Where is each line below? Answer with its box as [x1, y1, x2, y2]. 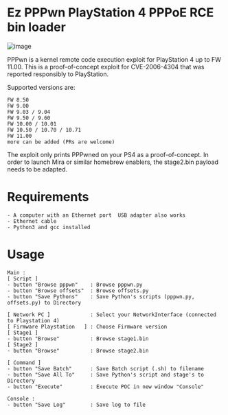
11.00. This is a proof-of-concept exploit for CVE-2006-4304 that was [7, 62, 205, 71]
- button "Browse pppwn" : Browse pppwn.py [7, 281, 143, 288]
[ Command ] [7, 359, 41, 366]
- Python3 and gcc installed [7, 224, 91, 230]
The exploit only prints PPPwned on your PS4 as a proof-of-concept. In [7, 150, 209, 158]
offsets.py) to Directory [7, 299, 81, 306]
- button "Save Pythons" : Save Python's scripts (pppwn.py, [7, 293, 195, 300]
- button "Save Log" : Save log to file [7, 401, 146, 408]
